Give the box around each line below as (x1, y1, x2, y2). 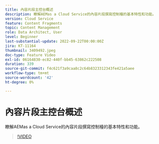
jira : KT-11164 (5, 43, 36, 48)
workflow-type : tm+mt (5, 71, 49, 76)
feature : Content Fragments (5, 21, 63, 26)
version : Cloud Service (5, 16, 54, 21)
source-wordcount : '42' (5, 75, 54, 80)
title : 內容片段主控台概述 (5, 7, 54, 12)
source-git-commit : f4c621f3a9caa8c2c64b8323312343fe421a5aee (5, 66, 135, 71)
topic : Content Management (5, 25, 60, 30)
